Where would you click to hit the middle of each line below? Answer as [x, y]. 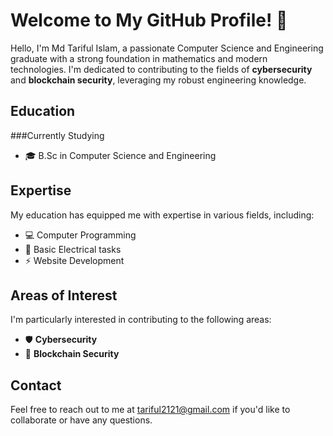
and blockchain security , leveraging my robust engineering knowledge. [158, 80]
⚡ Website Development [74, 260]
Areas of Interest [64, 295]
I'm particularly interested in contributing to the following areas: [141, 320]
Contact [36, 385]
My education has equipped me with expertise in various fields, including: [162, 215]
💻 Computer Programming [80, 235]
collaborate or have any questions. [81, 420]
